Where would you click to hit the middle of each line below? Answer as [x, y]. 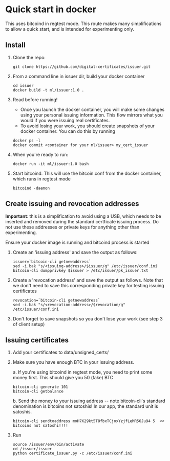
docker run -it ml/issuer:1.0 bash [51, 164]
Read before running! [35, 99]
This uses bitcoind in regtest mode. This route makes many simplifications [83, 24]
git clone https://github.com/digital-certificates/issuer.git [82, 67]
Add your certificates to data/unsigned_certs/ [61, 352]
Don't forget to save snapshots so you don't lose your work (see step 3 [88, 318]
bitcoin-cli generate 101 [40, 387]
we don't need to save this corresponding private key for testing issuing [89, 285]
